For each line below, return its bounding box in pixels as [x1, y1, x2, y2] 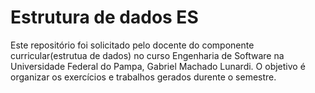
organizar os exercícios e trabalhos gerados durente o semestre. [10, 71, 277, 83]
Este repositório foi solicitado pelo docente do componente [10, 39, 255, 51]
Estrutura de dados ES [10, 6, 199, 29]
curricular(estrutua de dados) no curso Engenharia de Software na [10, 49, 285, 61]
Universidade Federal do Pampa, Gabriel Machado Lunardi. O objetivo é [10, 60, 306, 72]
